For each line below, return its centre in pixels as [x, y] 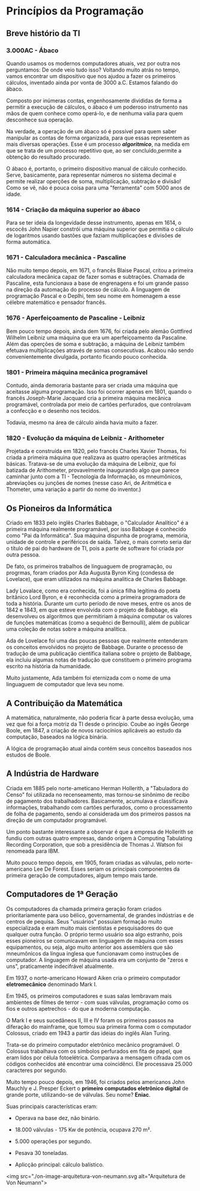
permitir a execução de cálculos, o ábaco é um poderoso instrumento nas [97, 107]
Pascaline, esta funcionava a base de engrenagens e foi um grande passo [98, 283]
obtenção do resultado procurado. [49, 157]
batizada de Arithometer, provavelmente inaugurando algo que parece [93, 471]
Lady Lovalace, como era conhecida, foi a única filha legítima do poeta [93, 591]
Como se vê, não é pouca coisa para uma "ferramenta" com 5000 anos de [98, 187]
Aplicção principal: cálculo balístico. [59, 1165]
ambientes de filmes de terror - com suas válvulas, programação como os [97, 1002]
